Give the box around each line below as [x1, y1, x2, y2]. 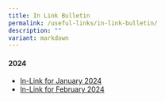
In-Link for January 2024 [19, 76, 102, 86]
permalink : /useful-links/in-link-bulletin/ [8, 19, 158, 27]
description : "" [8, 26, 62, 34]
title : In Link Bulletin [8, 11, 90, 20]
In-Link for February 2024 [19, 84, 105, 94]
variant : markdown [8, 33, 69, 42]
